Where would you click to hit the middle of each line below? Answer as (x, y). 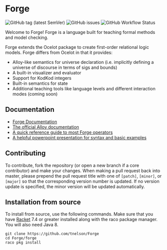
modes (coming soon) (35, 94)
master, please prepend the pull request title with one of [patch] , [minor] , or (83, 176)
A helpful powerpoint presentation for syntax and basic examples (80, 137)
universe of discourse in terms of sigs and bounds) (65, 67)
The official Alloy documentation (46, 127)
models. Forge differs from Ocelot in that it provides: (59, 52)
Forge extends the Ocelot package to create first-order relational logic (77, 47)
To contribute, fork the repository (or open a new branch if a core (72, 165)
